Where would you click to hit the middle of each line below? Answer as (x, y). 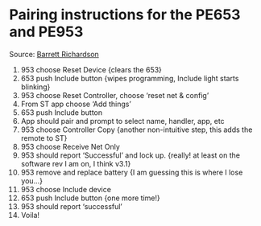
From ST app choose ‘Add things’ (76, 104)
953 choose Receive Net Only (70, 146)
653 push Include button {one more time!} (90, 198)
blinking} (35, 87)
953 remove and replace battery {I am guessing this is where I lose (132, 172)
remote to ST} (44, 138)
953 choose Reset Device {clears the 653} (91, 69)
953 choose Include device (66, 189)
